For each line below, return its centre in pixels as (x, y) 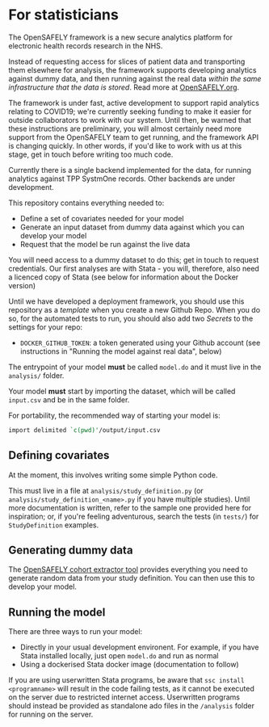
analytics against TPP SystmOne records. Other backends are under (122, 179)
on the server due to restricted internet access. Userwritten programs (124, 697)
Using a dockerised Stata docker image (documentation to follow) (130, 665)
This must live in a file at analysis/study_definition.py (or (106, 490)
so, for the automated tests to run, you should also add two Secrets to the (131, 318)
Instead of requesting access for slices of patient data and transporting (127, 61)
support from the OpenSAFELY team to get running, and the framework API (134, 137)
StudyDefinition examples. (54, 525)
